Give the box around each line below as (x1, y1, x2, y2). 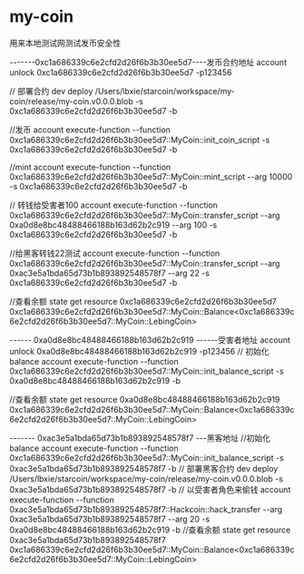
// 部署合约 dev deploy (9, 85, 93, 96)
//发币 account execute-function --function (9, 124, 171, 135)
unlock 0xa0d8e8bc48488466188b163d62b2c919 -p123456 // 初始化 (9, 345, 270, 356)
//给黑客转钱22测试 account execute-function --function (9, 248, 221, 258)
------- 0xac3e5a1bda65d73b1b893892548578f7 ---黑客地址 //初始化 (9, 433, 270, 443)
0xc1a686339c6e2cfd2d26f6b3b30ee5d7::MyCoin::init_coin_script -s (9, 134, 270, 145)
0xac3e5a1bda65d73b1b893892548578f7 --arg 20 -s (9, 513, 211, 524)
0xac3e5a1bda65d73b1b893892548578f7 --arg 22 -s (9, 268, 211, 278)
